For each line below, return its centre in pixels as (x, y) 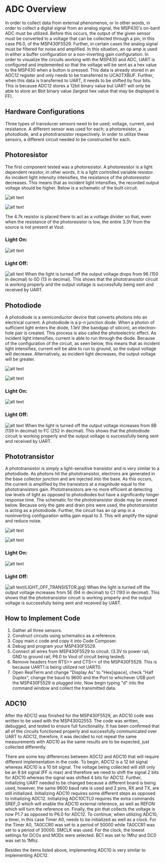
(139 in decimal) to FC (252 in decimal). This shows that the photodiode (77, 431)
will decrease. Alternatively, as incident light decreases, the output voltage (81, 353)
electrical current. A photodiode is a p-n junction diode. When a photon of (80, 322)
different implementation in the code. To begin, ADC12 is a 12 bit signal (77, 762)
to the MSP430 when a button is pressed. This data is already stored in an (80, 70)
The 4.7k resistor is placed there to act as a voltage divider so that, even (78, 216)
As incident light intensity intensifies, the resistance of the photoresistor (78, 177)
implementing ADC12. (27, 855)
